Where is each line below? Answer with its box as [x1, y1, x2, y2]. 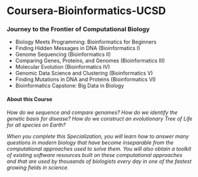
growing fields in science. [6, 163, 70, 171]
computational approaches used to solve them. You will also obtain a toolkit [6, 145, 192, 152]
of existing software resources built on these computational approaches [6, 151, 183, 158]
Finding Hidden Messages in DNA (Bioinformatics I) [15, 45, 140, 52]
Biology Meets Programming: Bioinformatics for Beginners [15, 38, 157, 45]
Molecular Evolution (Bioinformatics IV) [15, 64, 111, 71]
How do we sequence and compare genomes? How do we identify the [6, 109, 178, 116]
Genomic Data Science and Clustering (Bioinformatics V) [15, 69, 153, 77]
